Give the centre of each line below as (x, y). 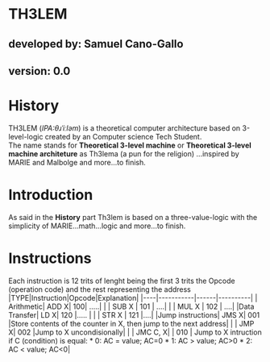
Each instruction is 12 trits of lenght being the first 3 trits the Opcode (122, 281)
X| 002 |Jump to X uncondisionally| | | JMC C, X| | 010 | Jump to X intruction (135, 332)
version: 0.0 (39, 71)
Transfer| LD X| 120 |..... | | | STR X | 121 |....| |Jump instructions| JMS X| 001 (134, 314)
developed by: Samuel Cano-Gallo (96, 44)
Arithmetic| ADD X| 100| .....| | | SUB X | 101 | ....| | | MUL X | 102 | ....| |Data (131, 306)
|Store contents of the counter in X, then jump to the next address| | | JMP (131, 323)
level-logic (26, 136)
